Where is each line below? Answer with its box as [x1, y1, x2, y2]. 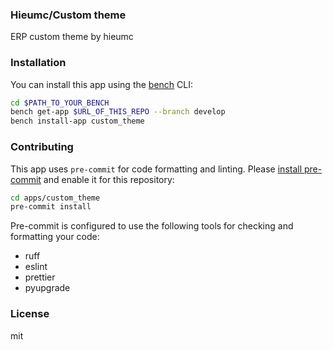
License [10, 307, 50, 321]
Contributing [10, 140, 74, 154]
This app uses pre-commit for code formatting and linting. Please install [10, 163, 303, 175]
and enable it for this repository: [43, 173, 175, 185]
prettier [24, 271, 56, 283]
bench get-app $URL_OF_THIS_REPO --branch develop [10, 107, 226, 117]
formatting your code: [10, 231, 100, 243]
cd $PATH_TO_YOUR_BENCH [10, 98, 110, 108]
